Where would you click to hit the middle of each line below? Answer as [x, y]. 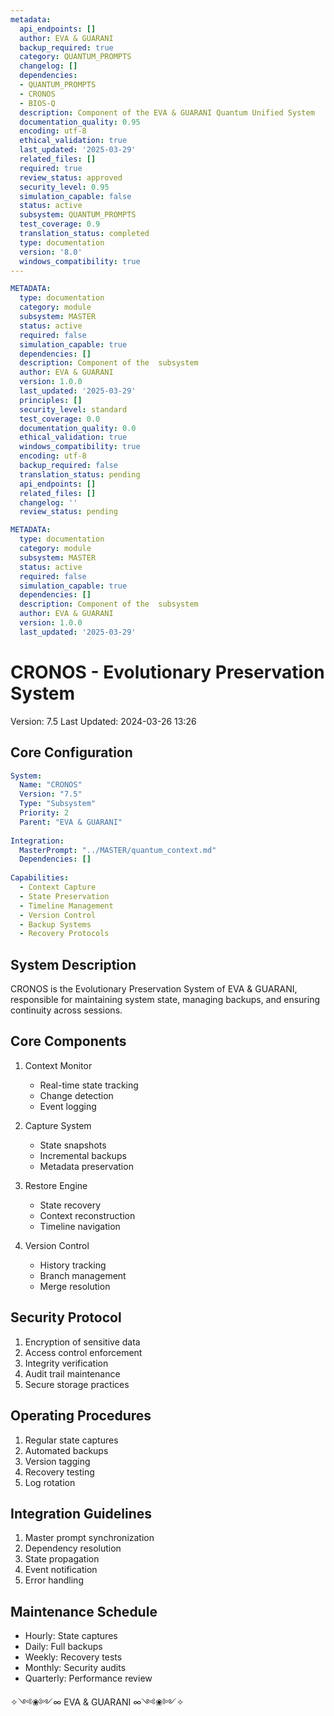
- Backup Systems [55, 924]
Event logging [68, 1106]
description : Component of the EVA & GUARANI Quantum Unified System [167, 112]
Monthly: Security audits [75, 1668]
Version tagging [57, 1461]
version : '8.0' [51, 252]
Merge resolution [75, 1286]
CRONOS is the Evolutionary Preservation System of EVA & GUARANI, [154, 989]
